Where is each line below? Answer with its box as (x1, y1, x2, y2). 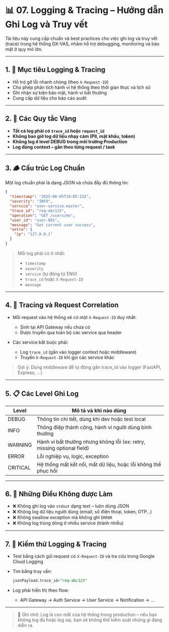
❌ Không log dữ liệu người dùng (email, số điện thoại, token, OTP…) (12, 509, 152, 515)
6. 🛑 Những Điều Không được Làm (5, 490, 113, 498)
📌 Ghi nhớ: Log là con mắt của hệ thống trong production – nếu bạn (17, 612, 157, 617)
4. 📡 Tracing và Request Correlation (5, 301, 119, 309)
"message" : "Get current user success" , (10, 222, 96, 228)
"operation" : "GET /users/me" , (10, 213, 75, 218)
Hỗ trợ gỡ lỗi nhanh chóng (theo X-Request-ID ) (12, 79, 109, 85)
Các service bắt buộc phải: (12, 339, 69, 345)
